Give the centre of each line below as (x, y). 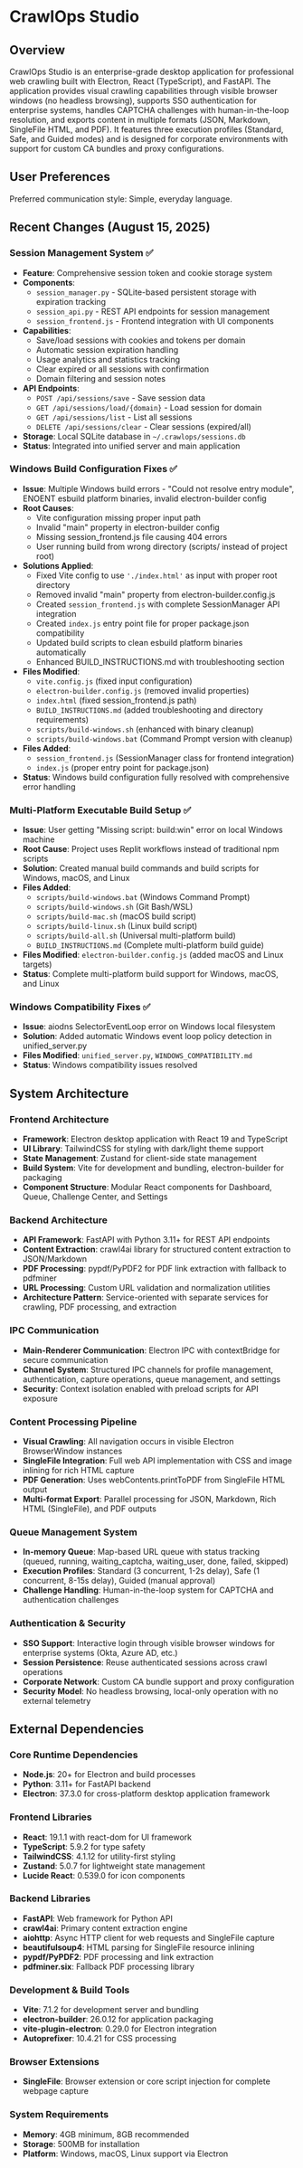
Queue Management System (73, 1532)
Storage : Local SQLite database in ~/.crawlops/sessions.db (134, 436)
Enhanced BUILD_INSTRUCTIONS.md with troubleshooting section (160, 661)
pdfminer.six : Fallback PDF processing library (108, 1966)
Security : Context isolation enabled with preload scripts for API (141, 1388)
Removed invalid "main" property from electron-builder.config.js (156, 594)
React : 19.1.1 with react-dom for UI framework (107, 1837)
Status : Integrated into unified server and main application (131, 446)
